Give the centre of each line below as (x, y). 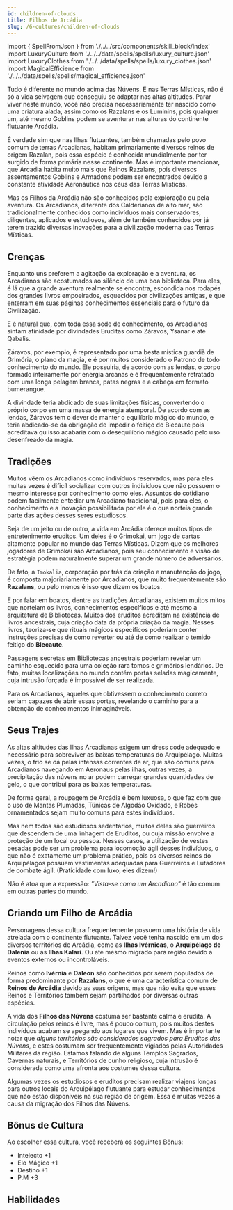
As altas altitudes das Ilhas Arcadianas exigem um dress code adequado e (114, 747)
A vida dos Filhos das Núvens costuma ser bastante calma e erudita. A (109, 1016)
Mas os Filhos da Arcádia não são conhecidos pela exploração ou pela (109, 198)
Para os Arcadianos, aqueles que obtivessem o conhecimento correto (107, 694)
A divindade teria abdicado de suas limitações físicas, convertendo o (106, 403)
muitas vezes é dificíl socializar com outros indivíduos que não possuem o (114, 486)
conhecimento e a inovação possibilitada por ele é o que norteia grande (110, 508)
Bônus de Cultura (46, 1125)
